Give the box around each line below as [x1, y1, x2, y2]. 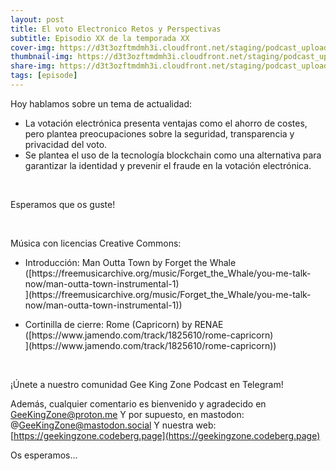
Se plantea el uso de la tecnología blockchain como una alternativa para [24, 149, 322, 161]
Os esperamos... [10, 449, 78, 461]
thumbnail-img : [10, 52, 74, 62]
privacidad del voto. [24, 138, 108, 150]
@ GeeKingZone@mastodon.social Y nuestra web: [10, 419, 217, 431]
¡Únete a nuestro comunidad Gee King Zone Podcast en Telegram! [10, 378, 284, 390]
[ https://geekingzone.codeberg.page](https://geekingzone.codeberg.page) [10, 429, 321, 441]
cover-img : [10, 42, 56, 53]
